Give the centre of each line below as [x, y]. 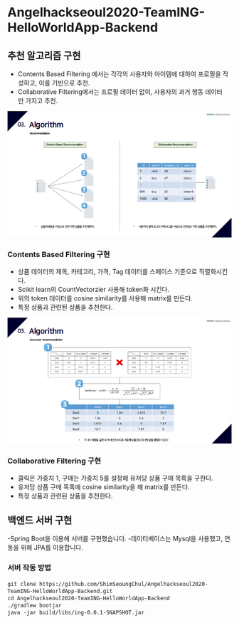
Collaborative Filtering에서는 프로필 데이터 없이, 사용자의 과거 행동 [111, 92]
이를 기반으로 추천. [64, 83]
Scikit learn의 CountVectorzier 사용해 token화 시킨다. [93, 289]
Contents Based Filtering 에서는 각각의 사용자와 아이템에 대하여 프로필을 [119, 74]
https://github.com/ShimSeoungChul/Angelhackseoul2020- [123, 584]
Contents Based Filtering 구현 [59, 255]
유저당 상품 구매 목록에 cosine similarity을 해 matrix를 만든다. [103, 487]
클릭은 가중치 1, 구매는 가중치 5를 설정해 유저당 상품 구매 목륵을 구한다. [115, 478]
